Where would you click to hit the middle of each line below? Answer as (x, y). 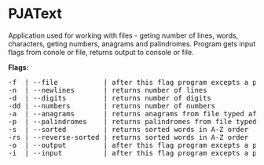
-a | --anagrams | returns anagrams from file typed (126, 114)
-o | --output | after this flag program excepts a (128, 145)
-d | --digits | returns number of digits (110, 98)
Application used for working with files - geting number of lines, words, (123, 35)
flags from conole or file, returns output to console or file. (101, 52)
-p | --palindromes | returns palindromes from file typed (132, 121)
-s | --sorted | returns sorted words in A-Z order (128, 129)
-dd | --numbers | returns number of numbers (112, 106)
